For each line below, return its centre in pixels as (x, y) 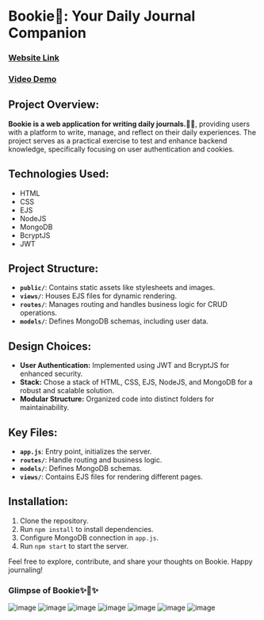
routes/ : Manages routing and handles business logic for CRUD (124, 304)
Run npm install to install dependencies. (86, 529)
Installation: (38, 501)
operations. (38, 313)
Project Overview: (54, 105)
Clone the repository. (54, 520)
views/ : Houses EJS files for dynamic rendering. (98, 296)
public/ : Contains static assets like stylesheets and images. (117, 288)
